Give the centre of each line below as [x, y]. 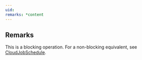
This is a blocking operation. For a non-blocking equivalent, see [71, 47]
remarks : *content [24, 15]
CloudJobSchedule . [26, 52]
